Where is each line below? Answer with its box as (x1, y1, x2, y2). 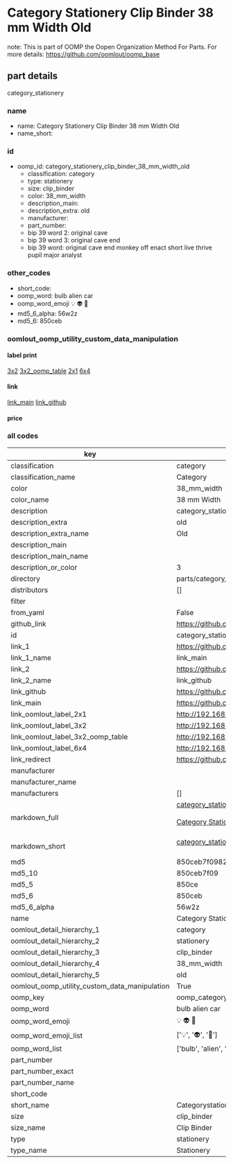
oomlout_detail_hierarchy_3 (10, 947, 100, 957)
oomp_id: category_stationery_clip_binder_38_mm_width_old (17, 162, 190, 171)
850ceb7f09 (176, 868, 218, 878)
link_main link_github (7, 397, 67, 406)
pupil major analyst (27, 251, 83, 259)
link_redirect (10, 754, 51, 764)
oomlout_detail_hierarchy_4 (10, 958, 100, 968)
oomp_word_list (10, 1044, 62, 1054)
